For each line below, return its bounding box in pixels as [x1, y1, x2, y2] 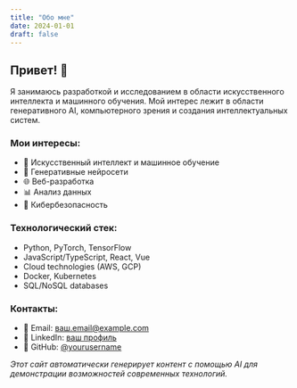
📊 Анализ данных [22, 186, 92, 197]
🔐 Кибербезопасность [22, 200, 108, 211]
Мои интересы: [10, 137, 81, 150]
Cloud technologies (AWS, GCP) [22, 260, 142, 272]
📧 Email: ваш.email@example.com [22, 323, 150, 334]
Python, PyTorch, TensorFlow [22, 242, 132, 252]
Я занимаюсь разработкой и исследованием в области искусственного [10, 87, 285, 97]
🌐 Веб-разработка [22, 176, 95, 187]
